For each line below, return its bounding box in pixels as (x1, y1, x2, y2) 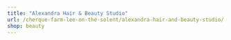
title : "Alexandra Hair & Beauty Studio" (7, 9, 129, 17)
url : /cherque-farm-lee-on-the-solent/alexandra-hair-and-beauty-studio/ (7, 16, 225, 23)
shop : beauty (7, 22, 45, 29)
